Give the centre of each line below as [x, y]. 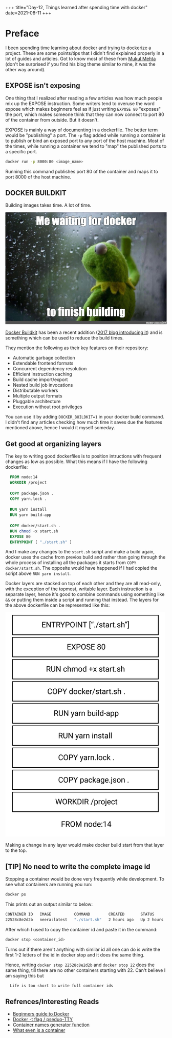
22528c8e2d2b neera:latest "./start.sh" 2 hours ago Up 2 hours [84, 920]
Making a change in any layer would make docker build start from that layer [85, 845]
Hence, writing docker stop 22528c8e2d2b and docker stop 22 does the [80, 965]
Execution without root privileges [48, 407]
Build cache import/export [40, 380]
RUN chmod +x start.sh [34, 531]
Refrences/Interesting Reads [52, 1001]
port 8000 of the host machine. [38, 177]
